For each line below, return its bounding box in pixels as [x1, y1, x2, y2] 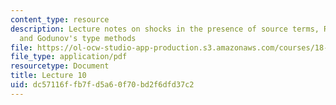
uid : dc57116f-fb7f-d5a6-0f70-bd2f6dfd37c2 [10, 80, 195, 90]
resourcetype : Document [10, 61, 110, 71]
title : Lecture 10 [10, 71, 87, 81]
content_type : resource [10, 14, 110, 25]
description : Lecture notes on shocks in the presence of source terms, [10, 24, 320, 34]
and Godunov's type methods [19, 33, 137, 43]
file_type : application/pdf [10, 52, 128, 62]
